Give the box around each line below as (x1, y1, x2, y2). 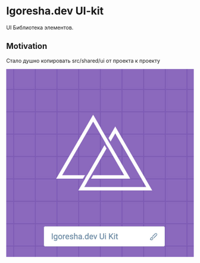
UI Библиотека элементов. (6, 24, 74, 31)
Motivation (6, 41, 48, 51)
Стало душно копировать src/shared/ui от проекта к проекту (6, 57, 161, 64)
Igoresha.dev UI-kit (6, 4, 104, 18)
